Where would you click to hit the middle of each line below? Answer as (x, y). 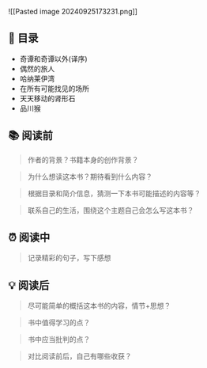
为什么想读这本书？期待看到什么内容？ (90, 176)
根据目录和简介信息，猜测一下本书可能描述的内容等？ (114, 193)
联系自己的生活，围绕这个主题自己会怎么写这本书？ (111, 210)
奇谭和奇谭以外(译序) (54, 59)
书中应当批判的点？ (59, 340)
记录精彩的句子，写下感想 (69, 258)
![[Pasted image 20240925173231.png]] (73, 11)
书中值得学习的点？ (59, 323)
